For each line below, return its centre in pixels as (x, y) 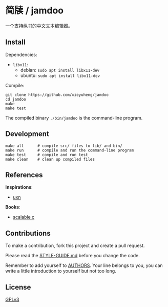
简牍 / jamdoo (35, 11)
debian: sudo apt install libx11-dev (60, 70)
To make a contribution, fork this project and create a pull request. (75, 246)
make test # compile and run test (47, 155)
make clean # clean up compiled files (50, 159)
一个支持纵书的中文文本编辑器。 (39, 26)
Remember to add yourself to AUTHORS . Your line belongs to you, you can (84, 265)
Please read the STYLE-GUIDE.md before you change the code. (72, 256)
